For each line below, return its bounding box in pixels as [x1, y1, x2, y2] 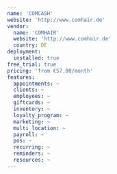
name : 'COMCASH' [7, 10, 53, 17]
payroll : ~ [13, 131, 44, 138]
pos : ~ [13, 138, 32, 145]
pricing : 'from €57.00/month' [7, 67, 94, 74]
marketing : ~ [13, 118, 51, 125]
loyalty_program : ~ [13, 112, 69, 119]
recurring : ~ [13, 144, 51, 151]
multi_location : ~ [13, 125, 66, 132]
